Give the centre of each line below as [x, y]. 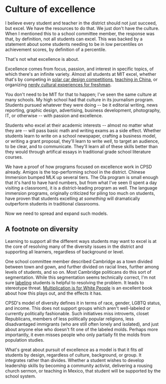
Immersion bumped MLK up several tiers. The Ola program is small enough [82, 177]
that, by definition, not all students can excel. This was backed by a [74, 39]
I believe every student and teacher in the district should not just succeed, [81, 23]
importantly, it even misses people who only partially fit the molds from [78, 335]
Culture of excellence [50, 9]
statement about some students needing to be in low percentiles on [74, 44]
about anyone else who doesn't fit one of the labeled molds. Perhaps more [82, 329]
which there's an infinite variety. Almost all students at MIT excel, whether [81, 74]
